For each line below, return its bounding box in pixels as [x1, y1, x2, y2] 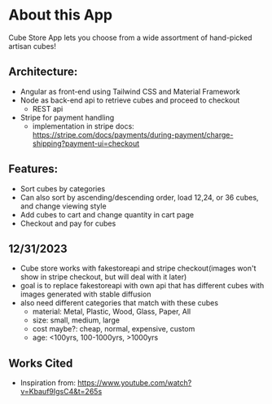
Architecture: [8, 65, 78, 79]
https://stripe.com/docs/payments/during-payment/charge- [32, 130, 234, 139]
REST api [32, 103, 64, 113]
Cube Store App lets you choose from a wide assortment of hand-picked [8, 33, 252, 42]
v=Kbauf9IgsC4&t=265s [20, 387, 103, 397]
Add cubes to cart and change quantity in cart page [20, 209, 194, 219]
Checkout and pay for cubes [20, 218, 116, 228]
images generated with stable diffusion [20, 289, 151, 299]
